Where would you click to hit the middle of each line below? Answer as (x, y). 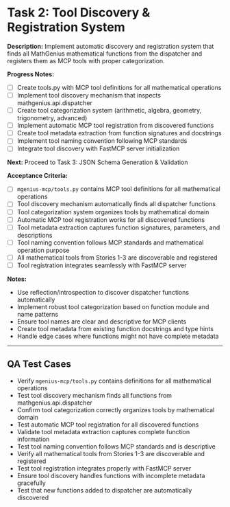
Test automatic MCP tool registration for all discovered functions (108, 425)
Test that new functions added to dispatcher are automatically (104, 490)
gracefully (31, 483)
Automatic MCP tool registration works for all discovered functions (111, 219)
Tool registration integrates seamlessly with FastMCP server (102, 265)
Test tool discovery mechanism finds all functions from (94, 395)
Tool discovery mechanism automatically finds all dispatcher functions (116, 204)
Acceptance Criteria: (38, 176)
